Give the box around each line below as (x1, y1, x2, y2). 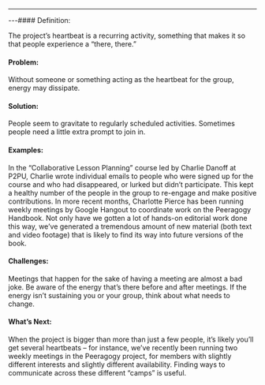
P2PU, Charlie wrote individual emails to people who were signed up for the (8, 171, 254, 181)
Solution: (8, 101, 39, 110)
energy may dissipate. (8, 84, 80, 93)
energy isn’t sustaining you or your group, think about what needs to (8, 290, 230, 300)
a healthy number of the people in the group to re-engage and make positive (8, 188, 257, 197)
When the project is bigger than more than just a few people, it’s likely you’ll (8, 335, 254, 344)
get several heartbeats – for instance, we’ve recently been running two (8, 343, 238, 353)
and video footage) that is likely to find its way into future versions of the (8, 230, 244, 239)
